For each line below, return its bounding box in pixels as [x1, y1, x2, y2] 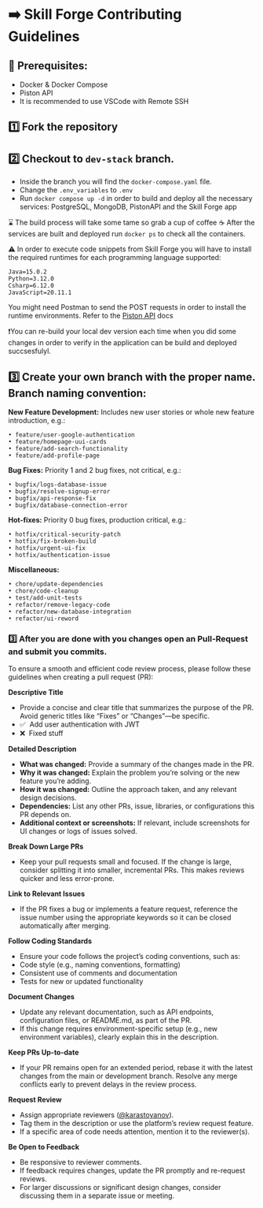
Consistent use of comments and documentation [19, 968, 178, 978]
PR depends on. [19, 810, 72, 820]
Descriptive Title [8, 688, 64, 697]
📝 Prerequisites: [8, 59, 88, 72]
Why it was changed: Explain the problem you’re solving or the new [19, 768, 240, 778]
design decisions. [19, 793, 77, 803]
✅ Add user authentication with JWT [19, 719, 140, 729]
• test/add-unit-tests [8, 594, 82, 602]
